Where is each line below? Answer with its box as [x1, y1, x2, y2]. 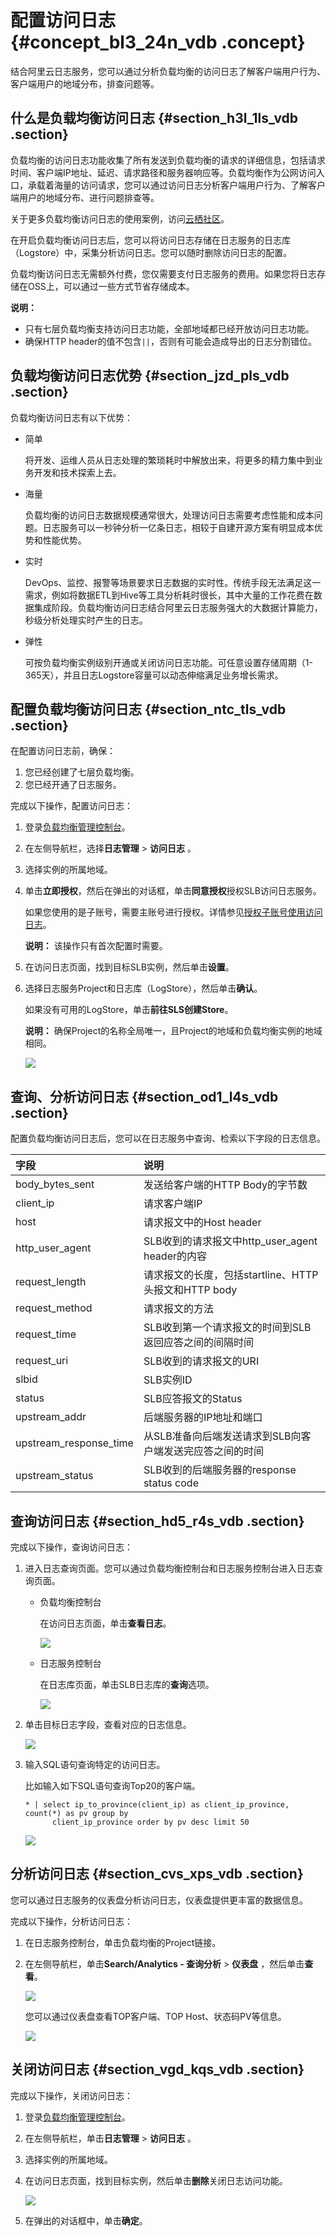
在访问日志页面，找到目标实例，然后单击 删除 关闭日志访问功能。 [24, 2174, 288, 2186]
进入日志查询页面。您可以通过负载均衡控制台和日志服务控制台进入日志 [24, 1562, 315, 1574]
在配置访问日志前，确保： [10, 745, 116, 757]
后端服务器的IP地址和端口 [143, 1411, 263, 1425]
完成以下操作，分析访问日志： [10, 1915, 133, 1927]
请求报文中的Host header [143, 1216, 262, 1230]
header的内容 [143, 1249, 208, 1263]
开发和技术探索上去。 [33, 466, 122, 478]
